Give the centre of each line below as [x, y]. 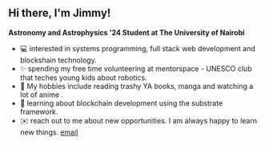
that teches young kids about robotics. [83, 77]
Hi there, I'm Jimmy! [60, 13]
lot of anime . [42, 95]
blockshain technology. [58, 60]
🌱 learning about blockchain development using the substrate [121, 103]
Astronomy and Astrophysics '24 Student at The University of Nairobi [126, 32]
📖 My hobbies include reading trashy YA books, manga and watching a [137, 86]
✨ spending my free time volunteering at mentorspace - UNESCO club [136, 68]
